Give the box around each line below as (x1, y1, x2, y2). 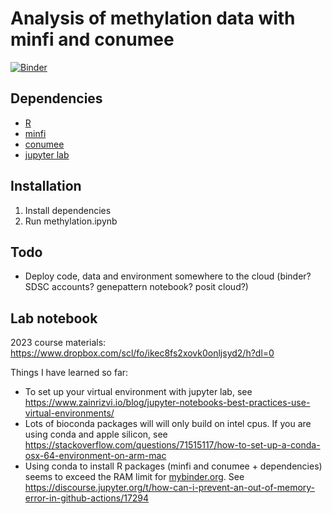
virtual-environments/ (24, 407, 115, 419)
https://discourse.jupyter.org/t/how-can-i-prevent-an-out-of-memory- (24, 482, 316, 494)
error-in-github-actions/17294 (24, 492, 150, 504)
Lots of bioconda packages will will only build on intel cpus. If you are (24, 418, 312, 430)
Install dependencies (24, 204, 112, 216)
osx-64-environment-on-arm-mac (24, 450, 167, 462)
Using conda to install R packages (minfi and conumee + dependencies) (24, 460, 323, 472)
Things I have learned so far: (10, 367, 129, 379)
